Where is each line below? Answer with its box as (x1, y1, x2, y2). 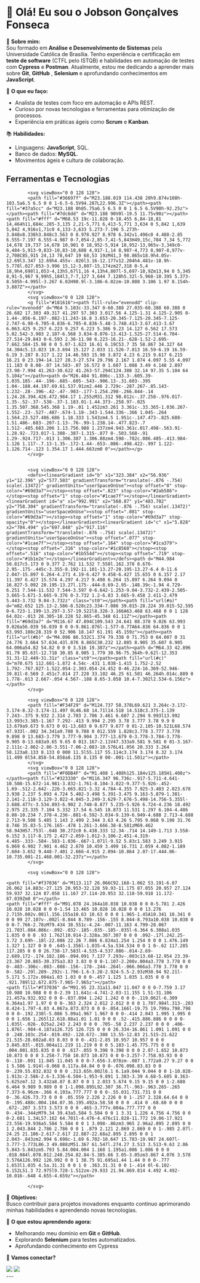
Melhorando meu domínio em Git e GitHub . (14, 1229, 121, 1236)
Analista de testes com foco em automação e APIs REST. (14, 99, 155, 106)
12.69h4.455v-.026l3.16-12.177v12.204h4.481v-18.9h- (38, 258, 172, 264)
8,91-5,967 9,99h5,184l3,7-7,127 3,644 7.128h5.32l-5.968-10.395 (6, 273, 172, 280)
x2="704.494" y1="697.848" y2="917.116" (6, 524, 109, 531)
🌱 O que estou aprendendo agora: (6, 1218, 92, 1225)
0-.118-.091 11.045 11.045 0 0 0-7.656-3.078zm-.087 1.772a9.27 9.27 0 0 (6, 1058, 194, 1064)
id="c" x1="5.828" (145, 519, 191, 525)
